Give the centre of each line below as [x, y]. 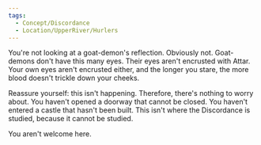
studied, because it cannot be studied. [71, 119]
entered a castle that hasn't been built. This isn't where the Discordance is [129, 110]
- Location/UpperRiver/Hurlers [67, 30]
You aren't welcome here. [50, 134]
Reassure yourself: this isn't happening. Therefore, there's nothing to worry [131, 93]
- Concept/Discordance [53, 23]
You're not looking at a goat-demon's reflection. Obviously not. [111, 53]
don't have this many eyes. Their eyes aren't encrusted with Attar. [143, 61]
